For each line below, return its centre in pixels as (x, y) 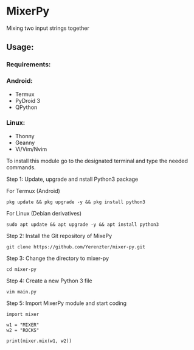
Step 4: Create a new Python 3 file (49, 281)
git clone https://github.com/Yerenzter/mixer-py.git (76, 247)
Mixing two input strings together (48, 28)
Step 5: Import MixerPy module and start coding (66, 303)
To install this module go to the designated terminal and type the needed (97, 161)
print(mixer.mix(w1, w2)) (39, 341)
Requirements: (29, 65)
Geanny (25, 142)
